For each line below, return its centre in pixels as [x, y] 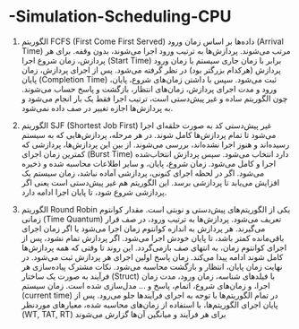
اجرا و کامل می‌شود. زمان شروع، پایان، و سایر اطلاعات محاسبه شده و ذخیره [149, 163]
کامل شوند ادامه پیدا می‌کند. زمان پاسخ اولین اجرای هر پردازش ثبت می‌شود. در [152, 256]
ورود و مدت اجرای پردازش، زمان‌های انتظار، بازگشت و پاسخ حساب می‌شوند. [149, 89]
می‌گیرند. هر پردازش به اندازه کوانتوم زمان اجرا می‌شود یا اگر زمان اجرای [143, 228]
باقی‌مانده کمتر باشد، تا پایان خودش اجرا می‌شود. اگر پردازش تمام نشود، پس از [153, 238]
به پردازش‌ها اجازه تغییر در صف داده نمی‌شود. [97, 108]
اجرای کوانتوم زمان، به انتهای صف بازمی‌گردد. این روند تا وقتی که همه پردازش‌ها [154, 247]
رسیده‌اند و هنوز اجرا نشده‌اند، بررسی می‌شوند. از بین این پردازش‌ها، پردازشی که [155, 144]
